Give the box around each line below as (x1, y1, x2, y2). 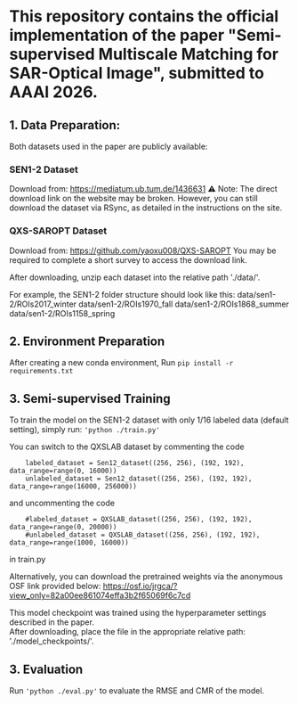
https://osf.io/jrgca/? (102, 581, 178, 592)
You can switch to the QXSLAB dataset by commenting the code (9, 441, 245, 452)
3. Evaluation (9, 661, 84, 676)
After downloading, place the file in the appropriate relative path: (9, 627, 246, 637)
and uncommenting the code (9, 497, 116, 509)
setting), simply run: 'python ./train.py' (9, 424, 160, 435)
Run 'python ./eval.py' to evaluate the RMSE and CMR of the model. (9, 685, 265, 696)
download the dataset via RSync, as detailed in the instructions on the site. (9, 202, 283, 213)
